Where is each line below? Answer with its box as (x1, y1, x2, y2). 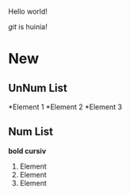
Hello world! (8, 7, 48, 16)
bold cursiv (8, 146, 47, 155)
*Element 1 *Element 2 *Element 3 (8, 102, 123, 112)
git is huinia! (8, 22, 48, 31)
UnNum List (8, 81, 67, 94)
